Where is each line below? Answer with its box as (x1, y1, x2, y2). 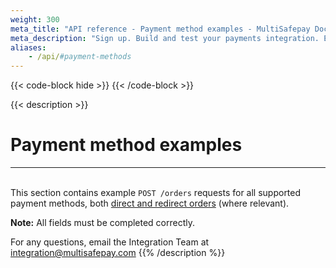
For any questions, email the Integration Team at (10, 236, 210, 248)
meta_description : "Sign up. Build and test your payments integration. (10, 33, 320, 43)
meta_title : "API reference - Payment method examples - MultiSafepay (10, 24, 311, 34)
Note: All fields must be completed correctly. (10, 217, 196, 229)
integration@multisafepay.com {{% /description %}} (10, 247, 226, 259)
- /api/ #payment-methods (28, 52, 132, 62)
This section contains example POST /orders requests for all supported (10, 187, 302, 199)
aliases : (10, 42, 47, 53)
